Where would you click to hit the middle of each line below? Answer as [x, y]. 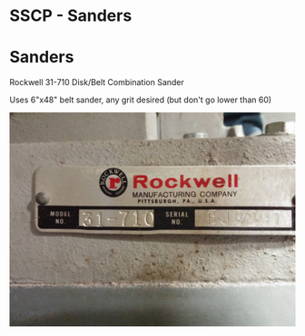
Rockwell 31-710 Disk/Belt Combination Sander [97, 82]
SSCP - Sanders [71, 16]
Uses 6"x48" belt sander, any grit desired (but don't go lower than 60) [141, 100]
